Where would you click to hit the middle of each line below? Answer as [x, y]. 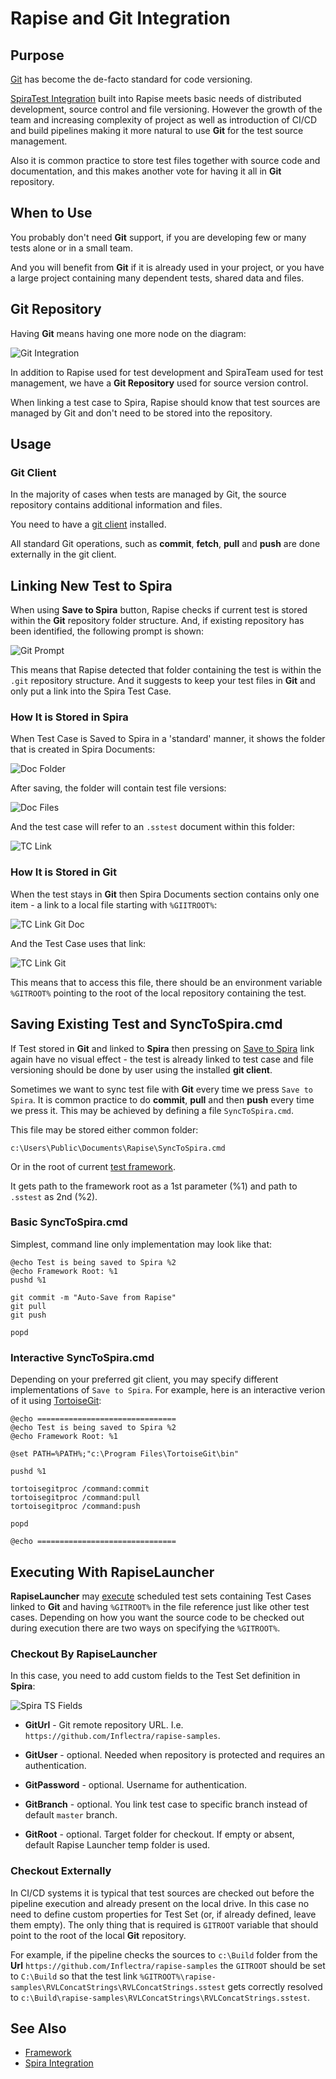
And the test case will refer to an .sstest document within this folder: [153, 827]
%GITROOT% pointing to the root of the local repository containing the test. [158, 993]
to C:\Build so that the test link [74, 1976]
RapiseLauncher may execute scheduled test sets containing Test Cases [161, 1596]
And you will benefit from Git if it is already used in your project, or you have [167, 267]
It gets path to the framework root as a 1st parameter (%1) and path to [154, 1186]
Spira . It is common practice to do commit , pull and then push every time [162, 1099]
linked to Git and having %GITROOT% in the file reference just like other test [160, 1606]
